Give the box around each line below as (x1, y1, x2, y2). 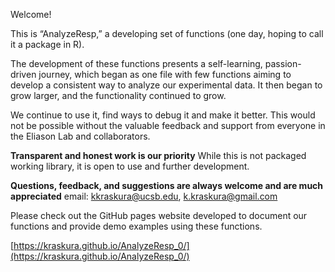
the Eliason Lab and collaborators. (10, 130, 151, 142)
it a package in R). (10, 39, 85, 50)
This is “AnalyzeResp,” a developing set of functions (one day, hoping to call (10, 28, 324, 39)
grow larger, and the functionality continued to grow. (10, 90, 227, 101)
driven (10, 69, 37, 80)
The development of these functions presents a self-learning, (10, 58, 263, 69)
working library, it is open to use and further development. (10, 160, 250, 172)
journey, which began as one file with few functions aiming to (38, 69, 292, 80)
